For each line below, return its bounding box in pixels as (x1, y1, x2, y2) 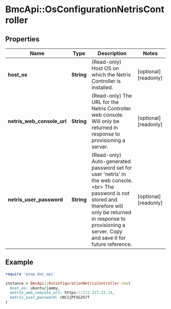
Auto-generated (91, 158, 131, 165)
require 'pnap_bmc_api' (5, 271, 56, 276)
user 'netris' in (91, 171, 126, 177)
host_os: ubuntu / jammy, (10, 286, 60, 291)
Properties (5, 35, 40, 43)
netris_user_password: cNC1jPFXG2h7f (10, 295, 90, 300)
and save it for (91, 235, 126, 241)
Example (5, 258, 34, 267)
